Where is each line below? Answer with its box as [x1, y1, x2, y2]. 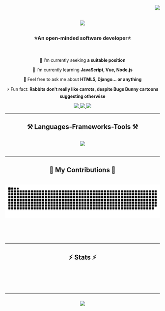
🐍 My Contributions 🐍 [49, 165, 116, 174]
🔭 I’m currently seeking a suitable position [39, 57, 126, 63]
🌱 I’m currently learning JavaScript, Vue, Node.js [32, 67, 133, 73]
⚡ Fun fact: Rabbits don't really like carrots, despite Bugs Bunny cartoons [6, 86, 159, 92]
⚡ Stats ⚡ [68, 253, 97, 262]
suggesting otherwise [59, 93, 106, 99]
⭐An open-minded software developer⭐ [34, 35, 131, 41]
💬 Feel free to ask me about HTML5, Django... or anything [23, 77, 142, 82]
